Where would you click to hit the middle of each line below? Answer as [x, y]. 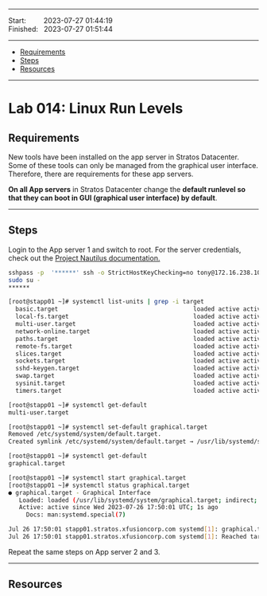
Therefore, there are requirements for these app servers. [101, 174]
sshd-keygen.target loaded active [128, 369]
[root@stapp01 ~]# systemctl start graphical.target [97, 478]
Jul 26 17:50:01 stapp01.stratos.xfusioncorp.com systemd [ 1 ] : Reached [128, 537]
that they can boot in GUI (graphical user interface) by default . [113, 198]
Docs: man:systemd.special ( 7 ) [76, 515]
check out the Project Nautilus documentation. [84, 258]
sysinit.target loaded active [128, 383]
